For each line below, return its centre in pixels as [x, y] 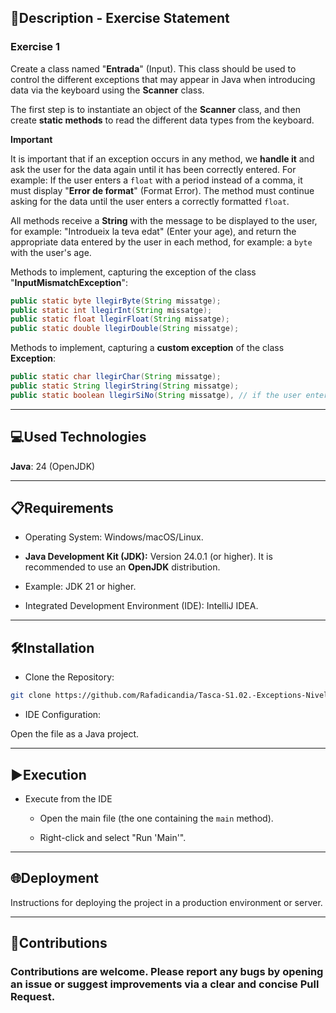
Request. [33, 997]
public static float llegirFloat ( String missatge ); [120, 319]
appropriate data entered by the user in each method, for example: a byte [161, 242]
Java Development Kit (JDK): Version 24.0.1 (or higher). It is [148, 557]
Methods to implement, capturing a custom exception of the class [147, 348]
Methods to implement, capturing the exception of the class [133, 272]
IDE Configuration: [63, 715]
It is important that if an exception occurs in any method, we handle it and [162, 158]
